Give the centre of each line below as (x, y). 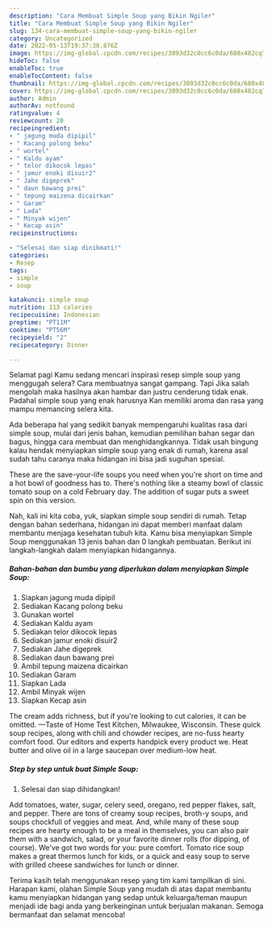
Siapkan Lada (44, 683)
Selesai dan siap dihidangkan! (70, 789)
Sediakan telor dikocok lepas (69, 632)
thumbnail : (27, 83)
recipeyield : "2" (38, 337)
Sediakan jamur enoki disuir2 (69, 640)
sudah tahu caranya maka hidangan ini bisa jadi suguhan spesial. (117, 459)
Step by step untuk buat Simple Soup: (74, 769)
